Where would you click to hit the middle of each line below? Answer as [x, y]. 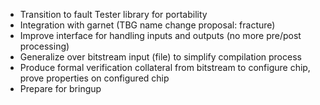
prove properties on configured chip [94, 78]
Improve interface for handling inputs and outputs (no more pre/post [160, 35]
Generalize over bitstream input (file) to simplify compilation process [160, 57]
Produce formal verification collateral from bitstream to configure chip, [165, 67]
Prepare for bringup [60, 88]
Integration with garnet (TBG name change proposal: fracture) [147, 25]
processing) [44, 46]
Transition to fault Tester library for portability [113, 14]
